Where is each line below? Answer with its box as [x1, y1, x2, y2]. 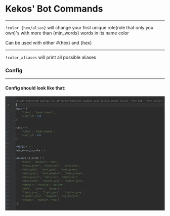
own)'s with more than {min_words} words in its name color [5, 30, 129, 36]
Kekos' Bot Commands [5, 3, 103, 15]
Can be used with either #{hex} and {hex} [5, 39, 92, 46]
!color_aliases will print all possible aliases [5, 54, 97, 60]
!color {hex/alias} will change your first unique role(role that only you [5, 24, 154, 30]
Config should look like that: [5, 84, 66, 91]
